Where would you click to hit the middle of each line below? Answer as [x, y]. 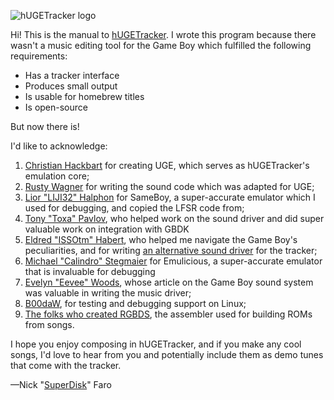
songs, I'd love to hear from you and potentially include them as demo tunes [167, 354]
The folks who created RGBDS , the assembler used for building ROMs [168, 314]
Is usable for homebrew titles [84, 96]
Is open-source [56, 107]
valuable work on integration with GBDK [107, 229]
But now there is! [45, 126]
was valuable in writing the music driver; [108, 293]
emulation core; [57, 176]
